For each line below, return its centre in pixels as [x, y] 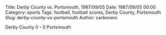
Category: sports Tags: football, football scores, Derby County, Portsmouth [83, 12]
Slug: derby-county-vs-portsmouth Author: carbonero [61, 17]
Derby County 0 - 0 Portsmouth [38, 27]
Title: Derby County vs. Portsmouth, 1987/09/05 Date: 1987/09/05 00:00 [80, 7]
